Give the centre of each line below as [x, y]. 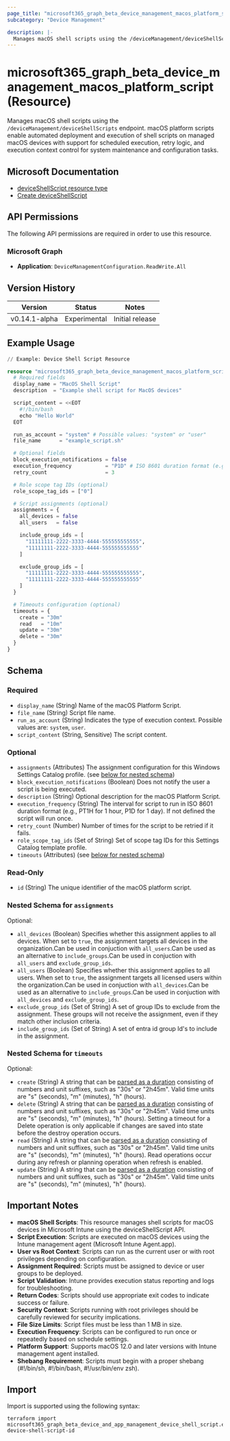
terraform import [32, 1419]
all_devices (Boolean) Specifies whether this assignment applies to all [117, 933]
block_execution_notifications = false [70, 460]
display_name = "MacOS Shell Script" [67, 384]
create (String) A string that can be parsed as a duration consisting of [115, 1082]
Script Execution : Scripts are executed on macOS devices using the [113, 1236]
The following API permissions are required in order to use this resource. [110, 234]
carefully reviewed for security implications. [79, 1317]
